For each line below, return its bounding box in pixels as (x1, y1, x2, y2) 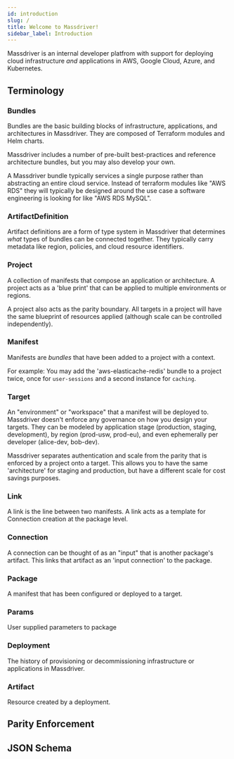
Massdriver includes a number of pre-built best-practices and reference (7, 150, 216, 158)
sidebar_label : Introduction (7, 30, 93, 37)
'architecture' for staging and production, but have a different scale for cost (7, 466, 226, 475)
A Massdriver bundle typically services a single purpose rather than (7, 171, 204, 180)
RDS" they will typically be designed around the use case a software (7, 186, 205, 194)
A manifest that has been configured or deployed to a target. (7, 589, 183, 598)
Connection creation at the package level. (7, 515, 129, 523)
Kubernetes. (7, 64, 43, 73)
